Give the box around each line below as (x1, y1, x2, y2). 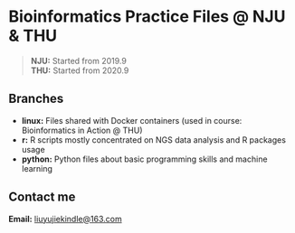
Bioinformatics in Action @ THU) (21, 125, 143, 135)
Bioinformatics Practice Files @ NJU (8, 6, 286, 27)
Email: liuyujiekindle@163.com (8, 213, 123, 224)
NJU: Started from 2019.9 (30, 55, 128, 66)
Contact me (8, 190, 76, 205)
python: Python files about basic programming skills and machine (21, 154, 268, 164)
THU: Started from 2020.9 (30, 65, 129, 76)
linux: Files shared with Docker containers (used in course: (21, 115, 243, 126)
